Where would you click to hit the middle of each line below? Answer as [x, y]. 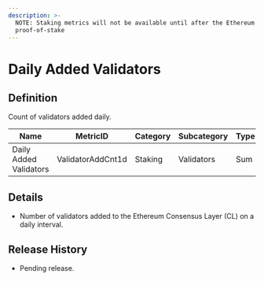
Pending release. [47, 268]
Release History [48, 249]
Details [26, 197]
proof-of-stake [40, 30]
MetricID [92, 136]
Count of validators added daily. [60, 117]
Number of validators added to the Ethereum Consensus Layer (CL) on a [137, 216]
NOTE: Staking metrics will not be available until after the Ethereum [135, 23]
